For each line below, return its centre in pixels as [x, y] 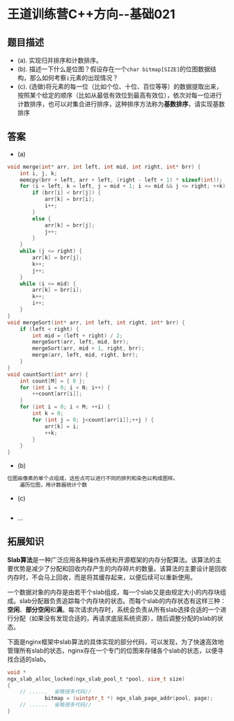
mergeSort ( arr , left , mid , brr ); [81, 342]
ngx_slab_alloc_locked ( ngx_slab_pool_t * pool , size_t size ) [96, 679]
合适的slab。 [31, 659]
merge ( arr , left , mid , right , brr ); [85, 355]
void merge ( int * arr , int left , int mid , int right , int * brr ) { [104, 167]
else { [42, 218]
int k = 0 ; [48, 414]
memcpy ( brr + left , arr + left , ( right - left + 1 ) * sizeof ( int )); [121, 180]
